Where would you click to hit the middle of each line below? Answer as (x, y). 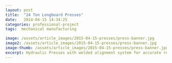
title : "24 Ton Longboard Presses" (44, 15)
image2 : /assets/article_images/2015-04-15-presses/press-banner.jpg (81, 43)
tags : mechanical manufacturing (41, 29)
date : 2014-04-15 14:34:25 (36, 19)
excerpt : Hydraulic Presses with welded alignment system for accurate (83, 52)
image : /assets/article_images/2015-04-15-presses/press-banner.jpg (80, 38)
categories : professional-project (42, 24)
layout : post (19, 10)
